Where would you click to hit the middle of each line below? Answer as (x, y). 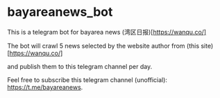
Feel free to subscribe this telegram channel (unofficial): (87, 79)
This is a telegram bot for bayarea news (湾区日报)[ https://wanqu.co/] (107, 32)
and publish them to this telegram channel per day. (80, 66)
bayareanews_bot (60, 12)
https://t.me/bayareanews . (45, 87)
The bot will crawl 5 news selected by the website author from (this (103, 46)
